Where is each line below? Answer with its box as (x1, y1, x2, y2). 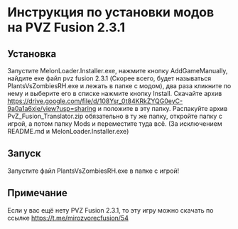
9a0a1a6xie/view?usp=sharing (7, 105, 97, 112)
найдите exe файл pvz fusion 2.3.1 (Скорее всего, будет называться (7, 74, 212, 82)
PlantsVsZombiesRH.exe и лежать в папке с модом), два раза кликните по (7, 82, 232, 90)
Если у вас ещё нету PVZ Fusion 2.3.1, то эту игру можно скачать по (7, 206, 214, 214)
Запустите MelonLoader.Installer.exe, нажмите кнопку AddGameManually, (7, 67, 228, 75)
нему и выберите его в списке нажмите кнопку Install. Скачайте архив (7, 90, 222, 97)
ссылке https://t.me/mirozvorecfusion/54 (7, 213, 129, 222)
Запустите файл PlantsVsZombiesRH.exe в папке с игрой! (7, 166, 180, 175)
